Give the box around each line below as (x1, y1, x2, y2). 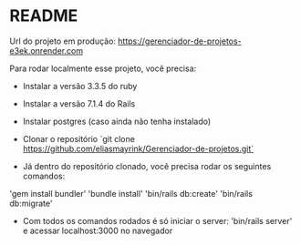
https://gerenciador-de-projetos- (118, 36, 242, 46)
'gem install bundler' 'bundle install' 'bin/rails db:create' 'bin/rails (9, 188, 254, 199)
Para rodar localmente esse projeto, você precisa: (9, 63, 197, 74)
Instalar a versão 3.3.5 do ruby (22, 80, 138, 91)
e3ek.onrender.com (9, 45, 84, 56)
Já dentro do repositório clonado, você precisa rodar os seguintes (22, 160, 272, 171)
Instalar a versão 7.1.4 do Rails (22, 97, 136, 109)
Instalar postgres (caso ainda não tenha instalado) (22, 116, 212, 127)
